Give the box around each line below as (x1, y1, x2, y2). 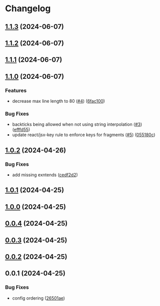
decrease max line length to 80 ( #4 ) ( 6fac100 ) (12, 98, 105, 104)
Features (5, 87, 27, 94)
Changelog (5, 3, 51, 14)
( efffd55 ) (12, 127, 30, 133)
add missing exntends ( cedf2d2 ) (12, 172, 78, 178)
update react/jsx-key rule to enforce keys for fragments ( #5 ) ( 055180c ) (12, 132, 156, 138)
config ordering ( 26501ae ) (12, 295, 65, 301)
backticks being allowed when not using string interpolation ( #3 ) (12, 121, 142, 127)
